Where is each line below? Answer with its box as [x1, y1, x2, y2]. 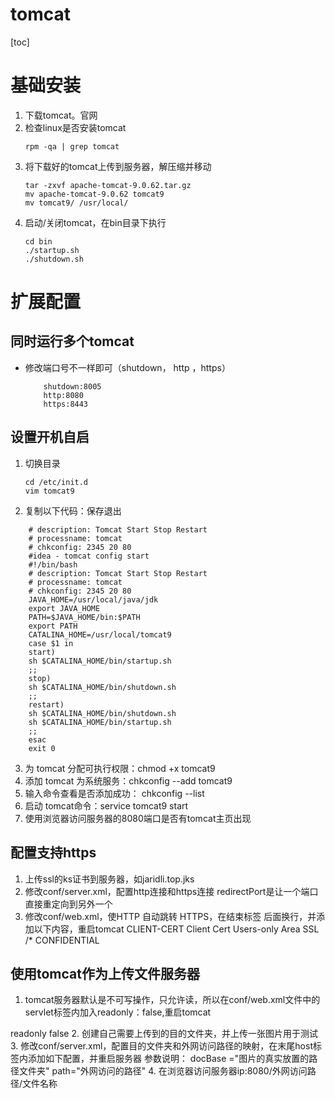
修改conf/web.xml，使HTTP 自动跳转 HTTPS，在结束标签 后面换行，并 [24, 910, 317, 922]
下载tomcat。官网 [24, 109, 98, 121]
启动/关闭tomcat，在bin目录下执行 [24, 216, 167, 228]
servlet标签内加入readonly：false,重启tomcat [24, 1006, 212, 1018]
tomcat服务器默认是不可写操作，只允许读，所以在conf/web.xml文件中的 [24, 994, 321, 1006]
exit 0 [28, 743, 56, 753]
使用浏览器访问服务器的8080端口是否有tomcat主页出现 [24, 812, 252, 824]
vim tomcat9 [24, 486, 75, 496]
